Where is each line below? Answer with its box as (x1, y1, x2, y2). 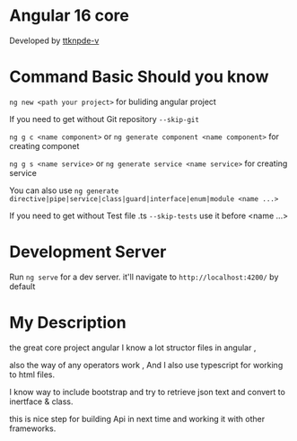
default (9, 280, 36, 292)
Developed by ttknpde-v (9, 35, 100, 46)
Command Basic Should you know (9, 66, 269, 87)
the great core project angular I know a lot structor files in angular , (9, 342, 257, 353)
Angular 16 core (9, 5, 130, 26)
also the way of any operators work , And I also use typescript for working (9, 359, 284, 370)
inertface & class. (9, 396, 74, 407)
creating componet (9, 140, 80, 151)
